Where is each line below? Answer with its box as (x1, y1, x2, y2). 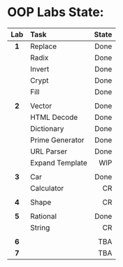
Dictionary (30, 123, 64, 133)
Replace (30, 41, 57, 51)
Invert (30, 64, 50, 74)
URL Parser (30, 146, 68, 156)
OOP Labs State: (7, 4, 104, 20)
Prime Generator (30, 135, 85, 144)
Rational (30, 211, 57, 221)
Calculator (30, 183, 64, 193)
